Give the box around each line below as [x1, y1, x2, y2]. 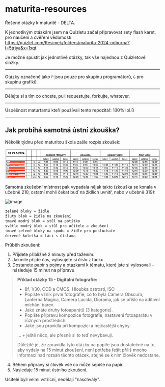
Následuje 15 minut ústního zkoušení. [12, 367, 87, 373]
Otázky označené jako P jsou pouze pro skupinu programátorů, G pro [5, 74, 144, 80]
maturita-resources [5, 3, 87, 15]
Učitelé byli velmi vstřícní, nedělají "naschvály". [5, 377, 101, 383]
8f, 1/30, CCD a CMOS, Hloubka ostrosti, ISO [24, 286, 115, 292]
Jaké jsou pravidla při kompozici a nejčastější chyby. [24, 323, 131, 329]
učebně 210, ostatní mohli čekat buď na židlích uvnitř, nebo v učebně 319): [5, 189, 156, 195]
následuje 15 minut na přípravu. [12, 267, 76, 273]
